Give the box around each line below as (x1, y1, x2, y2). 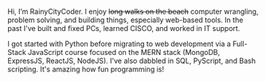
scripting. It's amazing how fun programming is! (7, 64, 165, 74)
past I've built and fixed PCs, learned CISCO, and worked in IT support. (7, 24, 241, 33)
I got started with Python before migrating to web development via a (7, 39, 232, 49)
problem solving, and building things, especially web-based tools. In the (7, 15, 244, 25)
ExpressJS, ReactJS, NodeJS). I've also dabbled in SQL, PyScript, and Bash (7, 56, 256, 65)
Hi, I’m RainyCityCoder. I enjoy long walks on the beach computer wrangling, (7, 7, 259, 16)
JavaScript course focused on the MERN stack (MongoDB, (28, 48, 221, 57)
